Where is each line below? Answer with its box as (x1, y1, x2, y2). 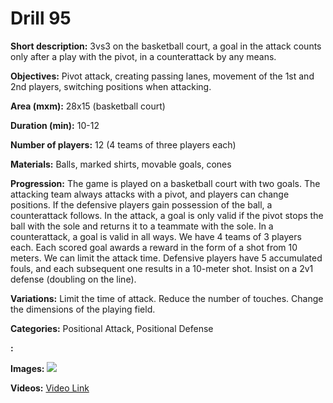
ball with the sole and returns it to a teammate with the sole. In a (10, 220, 274, 232)
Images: (10, 362, 45, 374)
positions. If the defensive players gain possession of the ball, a (10, 198, 273, 211)
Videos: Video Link (10, 382, 90, 394)
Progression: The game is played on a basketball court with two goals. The (10, 177, 321, 189)
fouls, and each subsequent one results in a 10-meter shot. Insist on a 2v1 (10, 262, 314, 274)
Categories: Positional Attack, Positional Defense (10, 322, 214, 334)
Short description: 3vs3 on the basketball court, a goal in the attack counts (10, 40, 322, 52)
